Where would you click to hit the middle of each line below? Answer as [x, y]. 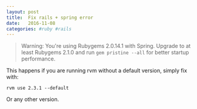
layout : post [23, 12]
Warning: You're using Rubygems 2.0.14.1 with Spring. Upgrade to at [106, 46]
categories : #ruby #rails [39, 29]
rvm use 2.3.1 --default [38, 88]
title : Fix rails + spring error [50, 18]
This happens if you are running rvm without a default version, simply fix [97, 71]
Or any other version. [33, 99]
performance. [38, 59]
